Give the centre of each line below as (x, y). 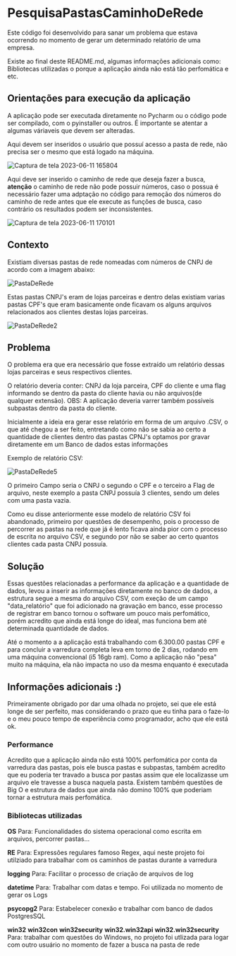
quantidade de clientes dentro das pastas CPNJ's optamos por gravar (108, 437)
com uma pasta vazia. (39, 501)
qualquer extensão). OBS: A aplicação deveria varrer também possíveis (111, 401)
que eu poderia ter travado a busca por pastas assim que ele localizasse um (118, 775)
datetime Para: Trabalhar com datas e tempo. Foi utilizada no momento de (115, 887)
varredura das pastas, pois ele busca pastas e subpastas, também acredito (116, 767)
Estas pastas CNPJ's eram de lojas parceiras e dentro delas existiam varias (116, 297)
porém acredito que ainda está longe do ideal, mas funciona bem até (107, 621)
